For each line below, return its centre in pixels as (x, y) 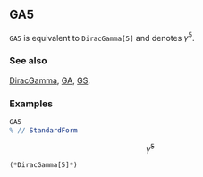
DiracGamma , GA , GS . (50, 80)
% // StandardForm (43, 130)
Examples (31, 104)
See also (28, 61)
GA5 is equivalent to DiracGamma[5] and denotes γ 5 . (102, 37)
